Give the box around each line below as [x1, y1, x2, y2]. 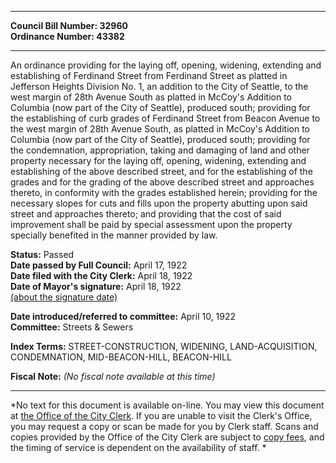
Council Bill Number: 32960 [10, 20, 128, 31]
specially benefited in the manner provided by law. [10, 229, 218, 241]
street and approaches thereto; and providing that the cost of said [10, 208, 282, 220]
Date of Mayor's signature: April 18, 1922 [10, 281, 182, 292]
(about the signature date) [10, 291, 118, 303]
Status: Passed [10, 249, 75, 260]
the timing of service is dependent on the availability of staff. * [10, 442, 267, 453]
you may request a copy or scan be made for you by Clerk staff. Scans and [10, 421, 319, 432]
